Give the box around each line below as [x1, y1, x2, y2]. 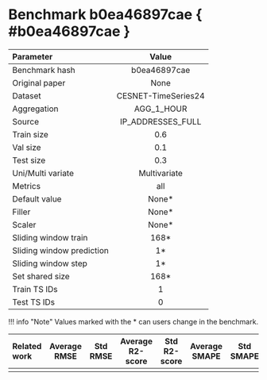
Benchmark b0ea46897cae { [8, 6, 203, 24]
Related [12, 340, 42, 351]
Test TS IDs [12, 296, 56, 307]
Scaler [12, 219, 37, 230]
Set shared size [12, 271, 70, 282]
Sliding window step [12, 258, 87, 269]
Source [12, 116, 40, 127]
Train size [12, 129, 49, 140]
